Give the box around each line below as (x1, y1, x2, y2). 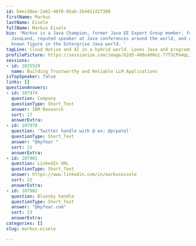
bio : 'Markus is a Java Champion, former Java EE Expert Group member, (6, 30, 184, 36)
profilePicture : (6, 52, 45, 58)
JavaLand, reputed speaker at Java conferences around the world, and (11, 36, 187, 41)
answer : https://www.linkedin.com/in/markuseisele (11, 172, 137, 178)
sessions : (6, 57, 30, 63)
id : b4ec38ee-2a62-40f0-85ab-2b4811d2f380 (6, 8, 111, 15)
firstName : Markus (6, 14, 51, 20)
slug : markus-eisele (6, 226, 57, 231)
